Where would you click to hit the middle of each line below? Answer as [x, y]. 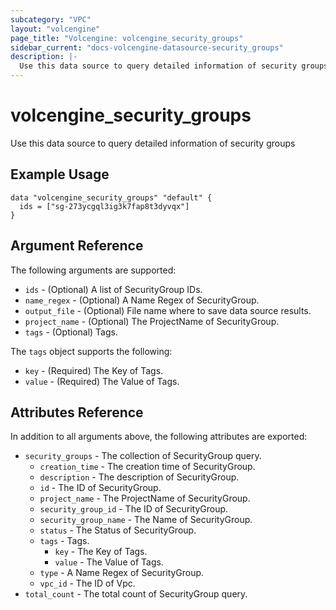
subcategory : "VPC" [51, 19]
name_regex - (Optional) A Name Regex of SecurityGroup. [142, 300]
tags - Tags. [64, 541]
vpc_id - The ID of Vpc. [87, 583]
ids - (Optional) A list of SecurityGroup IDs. [113, 289]
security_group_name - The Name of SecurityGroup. [146, 520]
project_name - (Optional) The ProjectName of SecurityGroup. [152, 321]
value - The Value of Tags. [109, 562]
